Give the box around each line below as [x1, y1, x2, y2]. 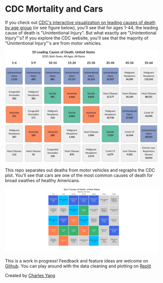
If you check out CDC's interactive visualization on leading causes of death [5, 19, 156, 25]
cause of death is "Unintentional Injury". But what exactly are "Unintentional [5, 30, 157, 36]
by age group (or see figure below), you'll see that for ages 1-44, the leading [5, 24, 158, 30]
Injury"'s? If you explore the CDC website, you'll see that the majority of [5, 35, 149, 41]
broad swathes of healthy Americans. [5, 178, 80, 184]
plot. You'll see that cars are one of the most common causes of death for [5, 172, 153, 178]
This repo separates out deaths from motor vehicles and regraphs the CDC [5, 167, 155, 173]
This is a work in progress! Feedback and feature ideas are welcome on [5, 258, 148, 264]
